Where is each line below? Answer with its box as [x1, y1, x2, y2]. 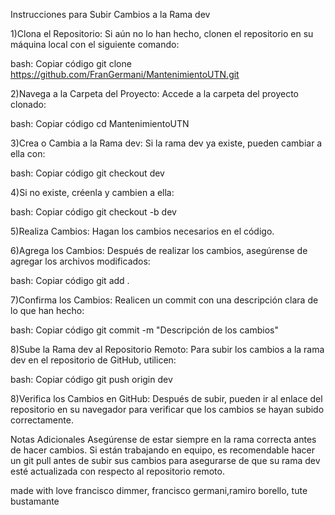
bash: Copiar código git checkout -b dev [10, 206, 177, 218]
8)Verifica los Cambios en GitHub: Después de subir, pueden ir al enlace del [10, 393, 323, 404]
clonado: [10, 99, 47, 110]
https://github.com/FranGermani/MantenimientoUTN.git [10, 69, 240, 80]
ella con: [10, 148, 46, 159]
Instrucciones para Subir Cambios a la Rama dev [10, 9, 211, 20]
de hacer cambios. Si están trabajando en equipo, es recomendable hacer [10, 444, 316, 456]
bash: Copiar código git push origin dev [10, 374, 173, 385]
